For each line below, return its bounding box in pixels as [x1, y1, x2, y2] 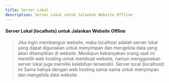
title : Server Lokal [5, 7, 49, 13]
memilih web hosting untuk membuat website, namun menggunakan [17, 56, 161, 62]
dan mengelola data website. [17, 72, 79, 78]
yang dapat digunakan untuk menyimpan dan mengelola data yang [17, 44, 157, 51]
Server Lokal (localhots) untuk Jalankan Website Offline [5, 28, 126, 34]
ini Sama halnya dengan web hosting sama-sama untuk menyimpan [17, 66, 159, 72]
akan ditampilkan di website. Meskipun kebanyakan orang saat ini [17, 50, 155, 56]
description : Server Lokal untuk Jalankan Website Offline [5, 12, 133, 17]
